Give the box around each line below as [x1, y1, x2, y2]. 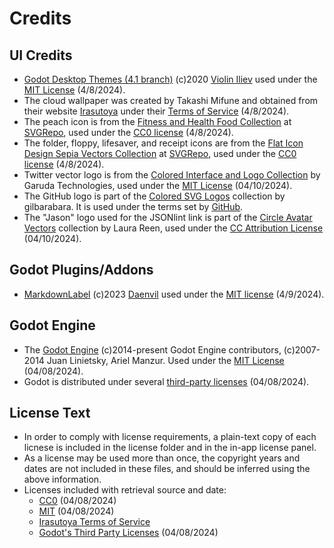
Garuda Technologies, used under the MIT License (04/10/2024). [23, 180, 293, 191]
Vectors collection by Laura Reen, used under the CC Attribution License [23, 222, 324, 234]
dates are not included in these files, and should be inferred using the [23, 463, 311, 475]
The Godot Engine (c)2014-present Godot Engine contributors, [23, 343, 282, 356]
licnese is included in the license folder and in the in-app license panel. [23, 442, 317, 454]
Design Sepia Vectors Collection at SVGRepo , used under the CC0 [23, 148, 297, 159]
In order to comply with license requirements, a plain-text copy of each [23, 431, 317, 443]
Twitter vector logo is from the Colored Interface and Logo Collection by [23, 169, 321, 181]
